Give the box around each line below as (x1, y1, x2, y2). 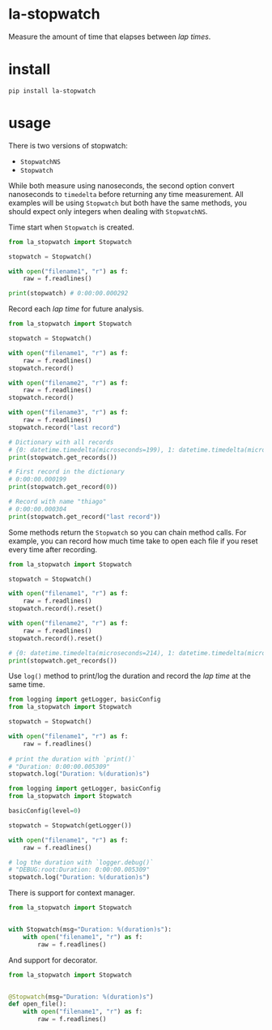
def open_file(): (8, 1000, 67, 1008)
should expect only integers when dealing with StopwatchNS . (8, 206, 208, 216)
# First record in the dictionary (8, 468, 125, 476)
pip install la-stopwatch (8, 87, 96, 95)
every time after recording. (8, 544, 98, 554)
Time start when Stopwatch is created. (8, 222, 135, 232)
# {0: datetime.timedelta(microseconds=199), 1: (8, 445, 176, 454)
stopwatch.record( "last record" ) (8, 423, 121, 431)
